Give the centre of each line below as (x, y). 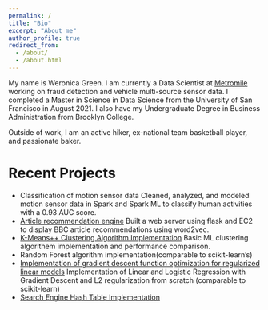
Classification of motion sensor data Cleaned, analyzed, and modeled (134, 195)
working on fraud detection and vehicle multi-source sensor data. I (118, 91)
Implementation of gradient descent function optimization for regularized (140, 263)
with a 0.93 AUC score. (58, 212)
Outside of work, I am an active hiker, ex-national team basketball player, (128, 132)
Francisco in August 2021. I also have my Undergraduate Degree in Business (134, 108)
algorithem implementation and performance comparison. (115, 246)
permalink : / (30, 16)
